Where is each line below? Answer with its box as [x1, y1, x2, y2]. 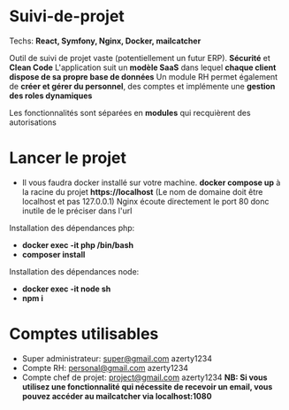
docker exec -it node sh [21, 283, 111, 294]
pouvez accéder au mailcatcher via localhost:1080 [21, 391, 212, 401]
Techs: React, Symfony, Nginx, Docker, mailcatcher [9, 35, 202, 46]
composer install [21, 249, 86, 259]
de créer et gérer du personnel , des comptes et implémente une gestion [9, 81, 276, 91]
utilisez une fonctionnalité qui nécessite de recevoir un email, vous [21, 381, 273, 391]
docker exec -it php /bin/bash [21, 239, 134, 250]
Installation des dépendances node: [9, 266, 140, 276]
